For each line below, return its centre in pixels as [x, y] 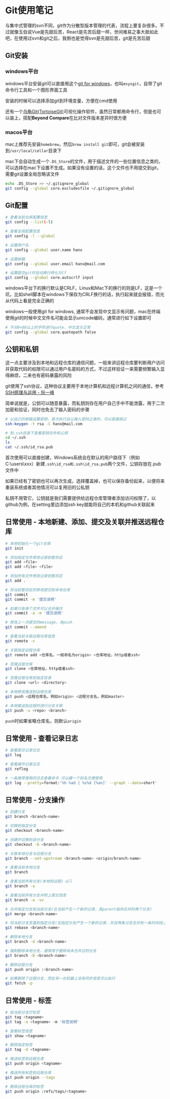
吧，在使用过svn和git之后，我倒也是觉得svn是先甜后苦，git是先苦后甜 [78, 38]
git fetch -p [19, 983]
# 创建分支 [15, 812]
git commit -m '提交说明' [31, 599]
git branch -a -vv [25, 900]
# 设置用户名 [17, 245]
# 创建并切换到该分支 [25, 839]
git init [14, 548]
